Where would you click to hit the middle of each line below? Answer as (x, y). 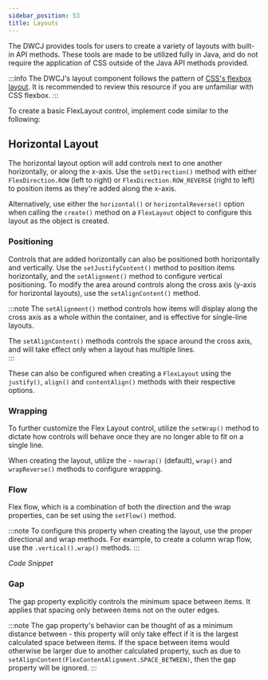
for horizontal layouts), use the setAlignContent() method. (104, 293)
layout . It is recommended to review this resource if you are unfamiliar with (131, 86)
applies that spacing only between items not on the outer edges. (114, 610)
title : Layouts (33, 23)
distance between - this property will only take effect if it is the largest (124, 634)
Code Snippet (31, 564)
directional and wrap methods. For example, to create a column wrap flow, (130, 540)
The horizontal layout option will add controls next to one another (116, 163)
